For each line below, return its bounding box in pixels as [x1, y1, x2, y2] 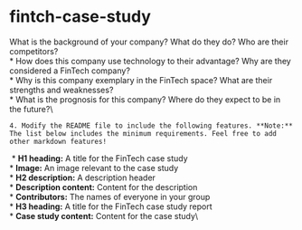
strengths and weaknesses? [9, 84, 114, 95]
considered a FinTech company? [9, 65, 131, 76]
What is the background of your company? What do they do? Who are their [9, 36, 289, 47]
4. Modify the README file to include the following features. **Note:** [9, 120, 294, 130]
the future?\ [9, 103, 53, 114]
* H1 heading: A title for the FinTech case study [11, 152, 188, 164]
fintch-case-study [9, 6, 152, 27]
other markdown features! [9, 137, 107, 146]
